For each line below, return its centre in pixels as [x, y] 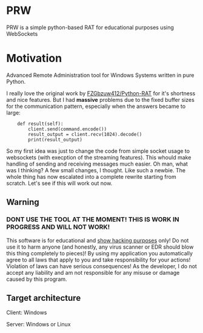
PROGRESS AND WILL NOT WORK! [58, 227]
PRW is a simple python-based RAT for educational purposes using [90, 27]
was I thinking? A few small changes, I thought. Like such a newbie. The [96, 170]
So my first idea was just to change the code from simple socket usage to [98, 151]
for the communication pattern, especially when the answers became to [96, 106]
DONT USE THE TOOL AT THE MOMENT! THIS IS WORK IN [93, 220]
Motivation [34, 59]
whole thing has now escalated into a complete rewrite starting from [92, 177]
